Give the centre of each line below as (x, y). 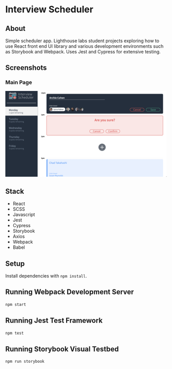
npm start (16, 304)
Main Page (19, 82)
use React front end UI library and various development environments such (84, 46)
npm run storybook (25, 362)
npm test (15, 333)
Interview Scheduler (49, 10)
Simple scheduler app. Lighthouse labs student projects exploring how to (82, 41)
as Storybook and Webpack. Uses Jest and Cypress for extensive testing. (83, 52)
